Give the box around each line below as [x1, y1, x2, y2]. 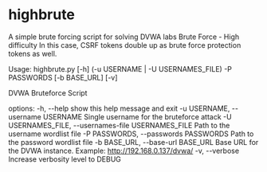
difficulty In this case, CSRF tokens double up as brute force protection [8, 40, 241, 49]
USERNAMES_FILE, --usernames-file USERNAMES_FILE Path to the [8, 120, 230, 130]
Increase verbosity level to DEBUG [8, 154, 122, 164]
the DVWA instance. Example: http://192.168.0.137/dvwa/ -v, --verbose [8, 146, 240, 155]
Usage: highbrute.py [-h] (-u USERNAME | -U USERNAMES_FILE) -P [8, 64, 233, 73]
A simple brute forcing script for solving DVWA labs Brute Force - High [8, 32, 240, 41]
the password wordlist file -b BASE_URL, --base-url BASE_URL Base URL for [8, 137, 259, 147]
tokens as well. [8, 49, 57, 58]
